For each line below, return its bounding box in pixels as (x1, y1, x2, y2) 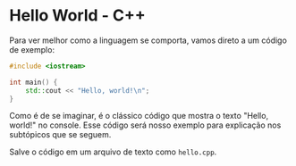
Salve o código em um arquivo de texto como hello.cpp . (9, 146, 217, 157)
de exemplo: (9, 44, 55, 54)
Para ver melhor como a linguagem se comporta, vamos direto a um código (9, 35, 288, 46)
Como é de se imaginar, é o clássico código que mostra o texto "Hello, (9, 111, 269, 121)
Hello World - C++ (9, 5, 146, 26)
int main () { (9, 78, 58, 87)
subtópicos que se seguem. (9, 129, 112, 140)
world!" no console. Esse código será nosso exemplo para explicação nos (9, 120, 282, 130)
